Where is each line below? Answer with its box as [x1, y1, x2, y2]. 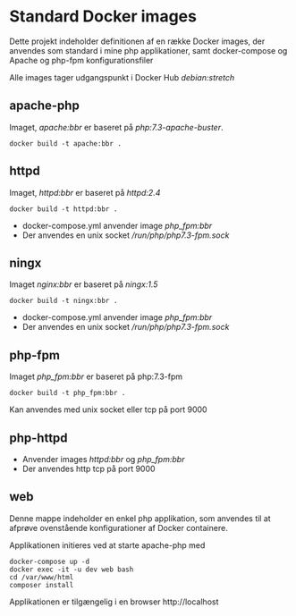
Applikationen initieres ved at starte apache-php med [9, 539, 206, 551]
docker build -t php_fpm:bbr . [9, 389, 126, 398]
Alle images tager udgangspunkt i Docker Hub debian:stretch [9, 72, 235, 82]
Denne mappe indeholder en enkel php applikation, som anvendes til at [9, 512, 271, 524]
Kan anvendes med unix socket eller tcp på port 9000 [9, 404, 207, 415]
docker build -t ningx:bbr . [9, 297, 118, 306]
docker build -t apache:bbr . [9, 139, 123, 148]
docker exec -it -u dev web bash [9, 565, 134, 574]
